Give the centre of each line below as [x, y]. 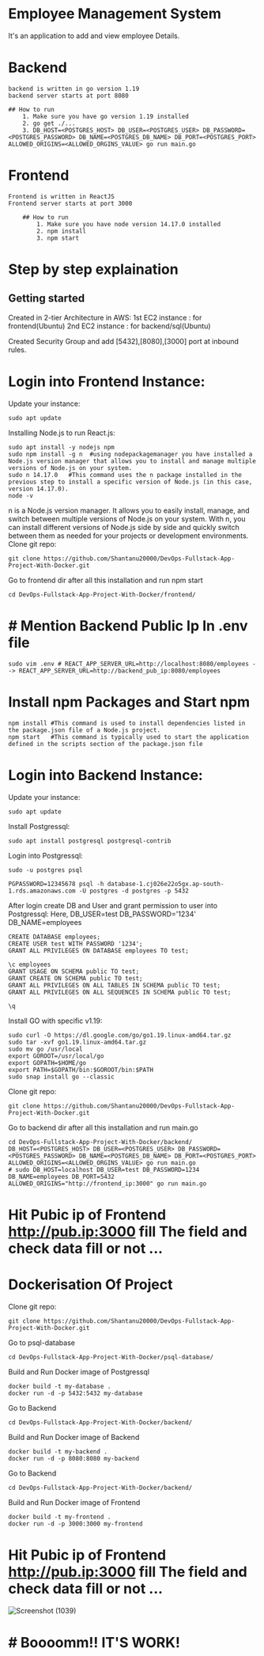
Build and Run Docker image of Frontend [74, 1502]
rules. [17, 350]
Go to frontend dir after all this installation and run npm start [106, 580]
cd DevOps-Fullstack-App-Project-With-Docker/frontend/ [102, 594]
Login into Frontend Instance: [107, 381]
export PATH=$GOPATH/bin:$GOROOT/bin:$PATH [81, 1070]
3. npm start [58, 238]
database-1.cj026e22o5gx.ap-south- [166, 884]
